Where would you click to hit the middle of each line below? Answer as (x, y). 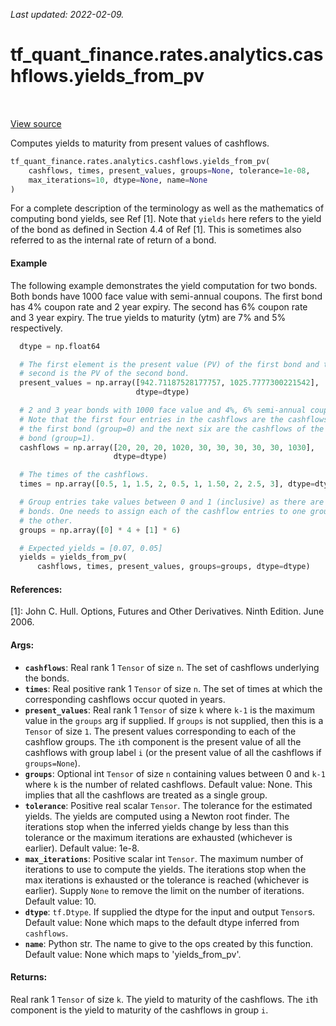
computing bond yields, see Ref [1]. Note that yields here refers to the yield (166, 219)
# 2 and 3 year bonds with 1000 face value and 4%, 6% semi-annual (163, 410)
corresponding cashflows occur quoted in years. (125, 699)
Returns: (29, 977)
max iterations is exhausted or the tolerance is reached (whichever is (167, 880)
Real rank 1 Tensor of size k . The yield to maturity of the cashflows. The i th (164, 999)
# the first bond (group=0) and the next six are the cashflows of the (172, 429)
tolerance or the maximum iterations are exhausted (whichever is (158, 837)
